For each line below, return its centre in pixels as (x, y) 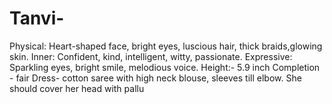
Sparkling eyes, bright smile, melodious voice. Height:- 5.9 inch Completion (165, 67)
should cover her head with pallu (77, 88)
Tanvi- (37, 18)
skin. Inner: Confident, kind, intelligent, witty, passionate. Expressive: (151, 56)
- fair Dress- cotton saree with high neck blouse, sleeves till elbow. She (155, 78)
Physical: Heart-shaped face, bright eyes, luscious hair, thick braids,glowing (166, 46)
